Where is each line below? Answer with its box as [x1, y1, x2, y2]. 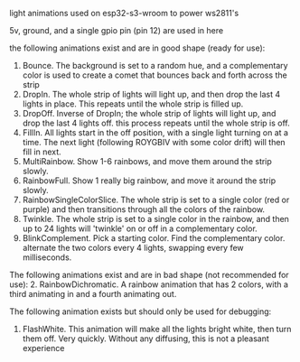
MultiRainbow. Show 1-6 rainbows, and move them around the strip [22, 156, 273, 166]
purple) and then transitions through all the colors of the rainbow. [22, 204, 265, 215]
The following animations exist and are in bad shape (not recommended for [9, 270, 289, 280]
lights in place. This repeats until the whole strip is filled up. [22, 98, 244, 109]
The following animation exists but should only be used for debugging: [9, 306, 272, 317]
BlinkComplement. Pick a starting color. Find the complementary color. [22, 233, 286, 243]
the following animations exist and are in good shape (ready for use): [9, 42, 266, 53]
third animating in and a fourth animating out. [9, 289, 177, 299]
